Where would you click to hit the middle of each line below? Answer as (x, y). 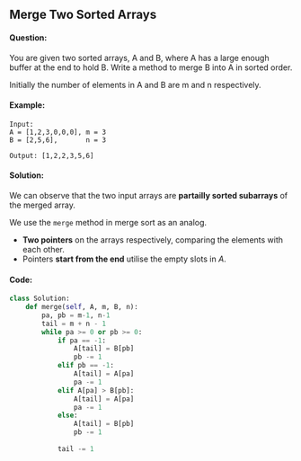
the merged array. (43, 205)
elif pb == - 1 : (86, 366)
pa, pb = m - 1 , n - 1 (76, 315)
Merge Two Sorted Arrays (83, 15)
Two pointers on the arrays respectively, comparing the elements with (153, 240)
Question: (28, 37)
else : (67, 416)
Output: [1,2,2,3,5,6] (52, 155)
